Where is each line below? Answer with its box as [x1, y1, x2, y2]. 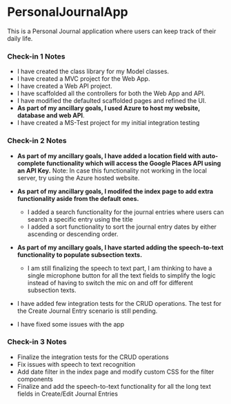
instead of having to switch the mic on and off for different [27, 278, 193, 287]
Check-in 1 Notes [7, 51, 66, 61]
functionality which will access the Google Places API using [46, 159, 221, 167]
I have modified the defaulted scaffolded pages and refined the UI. [17, 97, 207, 105]
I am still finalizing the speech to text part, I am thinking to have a [27, 264, 212, 272]
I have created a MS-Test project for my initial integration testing [17, 119, 200, 127]
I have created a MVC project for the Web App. [17, 75, 150, 83]
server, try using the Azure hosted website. [17, 173, 140, 182]
